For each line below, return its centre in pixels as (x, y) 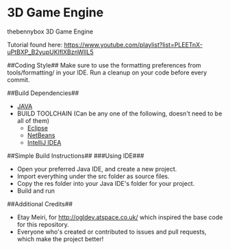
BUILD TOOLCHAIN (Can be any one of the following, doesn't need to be (119, 113)
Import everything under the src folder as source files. (93, 176)
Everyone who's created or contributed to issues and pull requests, (112, 232)
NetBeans (41, 135)
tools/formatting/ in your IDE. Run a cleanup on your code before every (107, 72)
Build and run (36, 191)
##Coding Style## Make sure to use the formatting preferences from (104, 65)
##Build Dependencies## (43, 93)
